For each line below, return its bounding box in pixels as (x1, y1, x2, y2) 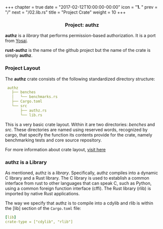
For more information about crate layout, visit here (5, 146, 106, 152)
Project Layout (5, 65, 41, 71)
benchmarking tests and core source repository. (5, 137, 102, 143)
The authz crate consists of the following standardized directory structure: (5, 76, 155, 82)
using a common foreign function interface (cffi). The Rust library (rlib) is (5, 185, 151, 191)
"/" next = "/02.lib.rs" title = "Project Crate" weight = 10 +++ (5, 9, 126, 15)
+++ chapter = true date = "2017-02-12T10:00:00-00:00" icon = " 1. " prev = (5, 4, 158, 10)
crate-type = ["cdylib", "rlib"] (5, 219, 73, 224)
